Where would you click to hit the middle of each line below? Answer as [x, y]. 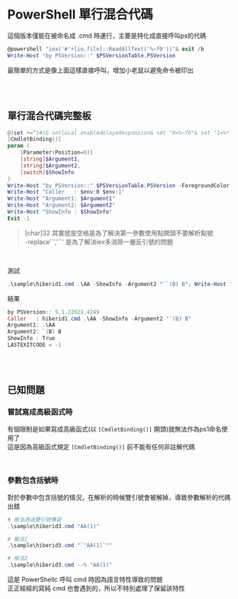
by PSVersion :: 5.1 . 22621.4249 [53, 312]
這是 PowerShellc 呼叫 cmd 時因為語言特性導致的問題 [85, 580]
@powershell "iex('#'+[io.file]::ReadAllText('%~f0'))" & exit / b [106, 49]
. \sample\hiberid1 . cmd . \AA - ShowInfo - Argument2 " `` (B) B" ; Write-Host [117, 284]
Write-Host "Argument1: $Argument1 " [61, 199]
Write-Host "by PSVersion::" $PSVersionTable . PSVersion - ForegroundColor [119, 185]
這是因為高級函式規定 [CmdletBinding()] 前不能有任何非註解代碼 [101, 446]
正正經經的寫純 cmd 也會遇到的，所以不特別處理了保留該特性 [96, 588]
